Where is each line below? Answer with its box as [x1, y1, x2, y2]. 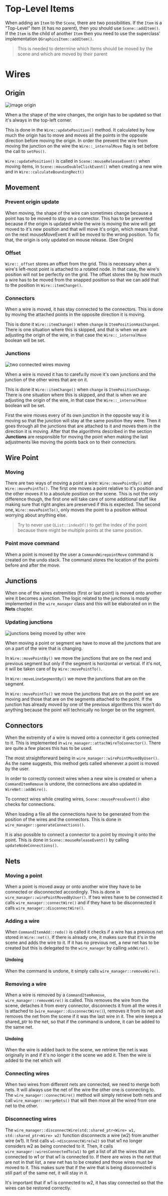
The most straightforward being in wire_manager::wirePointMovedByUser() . [5, 755, 159, 761]
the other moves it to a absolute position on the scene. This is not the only [5, 491, 158, 497]
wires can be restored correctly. [5, 1185, 71, 1191]
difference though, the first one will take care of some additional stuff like [5, 496, 156, 502]
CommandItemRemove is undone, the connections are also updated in [5, 781, 142, 787]
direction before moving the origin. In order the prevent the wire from [5, 137, 148, 144]
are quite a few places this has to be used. [5, 745, 93, 751]
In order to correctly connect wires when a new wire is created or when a [5, 776, 157, 782]
